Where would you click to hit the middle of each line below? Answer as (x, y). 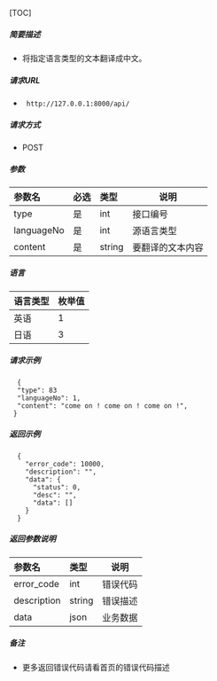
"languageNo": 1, (49, 398)
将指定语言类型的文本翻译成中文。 (84, 58)
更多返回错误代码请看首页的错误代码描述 (96, 667)
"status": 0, (57, 487)
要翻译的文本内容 (168, 247)
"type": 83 (37, 390)
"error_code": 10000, (65, 464)
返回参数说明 (32, 539)
